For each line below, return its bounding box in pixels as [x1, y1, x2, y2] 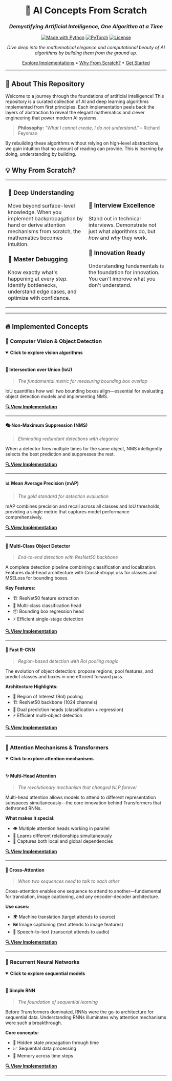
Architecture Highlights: [5, 683, 58, 690]
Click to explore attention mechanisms [10, 755, 94, 761]
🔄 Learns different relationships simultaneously [12, 833, 112, 839]
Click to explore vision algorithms [10, 349, 83, 356]
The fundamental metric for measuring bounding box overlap [17, 378, 147, 384]
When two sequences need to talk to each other [17, 878, 120, 884]
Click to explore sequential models [10, 970, 85, 976]
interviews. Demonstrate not [89, 221, 157, 228]
